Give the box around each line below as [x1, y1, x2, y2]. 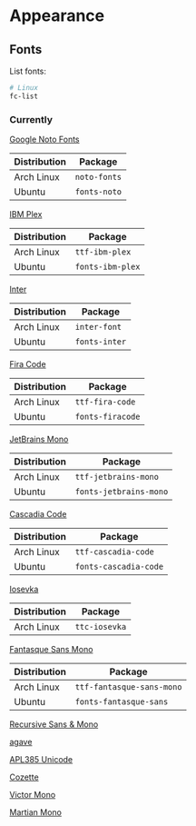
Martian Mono [9, 807, 62, 818]
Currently [9, 113, 53, 125]
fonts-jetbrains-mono [74, 487, 169, 497]
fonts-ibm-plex [74, 262, 141, 273]
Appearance [9, 5, 105, 26]
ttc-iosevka [74, 622, 127, 632]
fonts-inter [74, 337, 127, 347]
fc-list [9, 92, 39, 101]
